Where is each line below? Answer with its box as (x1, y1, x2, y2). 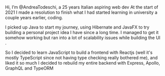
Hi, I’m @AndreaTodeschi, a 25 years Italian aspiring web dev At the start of (5, 4, 159, 10)
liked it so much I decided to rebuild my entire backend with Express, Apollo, (5, 60, 160, 66)
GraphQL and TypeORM (5, 65, 54, 71)
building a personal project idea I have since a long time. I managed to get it (5, 30, 159, 35)
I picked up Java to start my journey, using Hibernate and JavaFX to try (5, 24, 150, 30)
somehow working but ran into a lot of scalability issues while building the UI (5, 35, 161, 40)
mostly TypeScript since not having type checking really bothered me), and (5, 55, 158, 61)
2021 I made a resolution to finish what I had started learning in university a (5, 9, 158, 15)
